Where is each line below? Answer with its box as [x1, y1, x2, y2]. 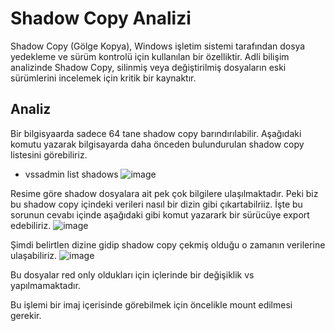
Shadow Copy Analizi [10, 7, 192, 30]
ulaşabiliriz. [10, 249, 58, 261]
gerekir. [10, 309, 42, 321]
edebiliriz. [10, 219, 52, 231]
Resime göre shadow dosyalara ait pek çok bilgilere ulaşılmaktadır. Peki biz [10, 187, 319, 199]
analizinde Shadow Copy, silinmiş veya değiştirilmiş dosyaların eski [10, 61, 287, 73]
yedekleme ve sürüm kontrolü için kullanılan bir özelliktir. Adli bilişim [10, 50, 290, 62]
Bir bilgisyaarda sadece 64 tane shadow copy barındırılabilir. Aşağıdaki [10, 127, 302, 139]
